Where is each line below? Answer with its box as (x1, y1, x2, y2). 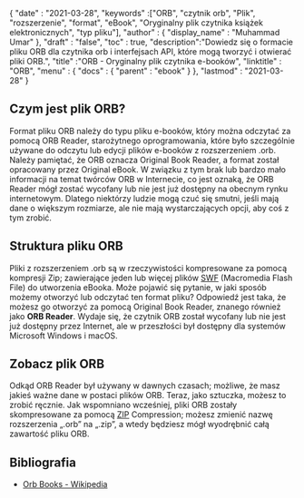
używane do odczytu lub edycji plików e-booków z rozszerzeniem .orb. (9, 144, 277, 155)
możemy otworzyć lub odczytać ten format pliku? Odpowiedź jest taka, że (9, 291, 287, 302)
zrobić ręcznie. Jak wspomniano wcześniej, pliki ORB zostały (9, 399, 238, 411)
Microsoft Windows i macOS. (9, 330, 118, 341)
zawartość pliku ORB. (9, 428, 90, 439)
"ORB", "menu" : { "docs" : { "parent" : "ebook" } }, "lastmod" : (9, 65, 243, 76)
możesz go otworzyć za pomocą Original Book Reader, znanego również (9, 301, 281, 312)
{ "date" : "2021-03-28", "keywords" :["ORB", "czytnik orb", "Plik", (9, 8, 256, 18)
